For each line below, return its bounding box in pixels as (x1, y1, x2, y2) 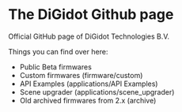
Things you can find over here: (8, 47, 108, 56)
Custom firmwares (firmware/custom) (19, 70, 143, 80)
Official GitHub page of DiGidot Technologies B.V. (8, 32, 170, 41)
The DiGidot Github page (8, 6, 174, 24)
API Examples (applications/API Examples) (19, 79, 158, 88)
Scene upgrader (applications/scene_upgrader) (19, 87, 175, 96)
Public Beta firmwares (19, 62, 93, 72)
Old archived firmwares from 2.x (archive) (19, 95, 157, 105)
